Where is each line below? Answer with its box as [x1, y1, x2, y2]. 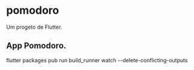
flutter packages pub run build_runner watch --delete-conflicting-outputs [6, 56, 188, 63]
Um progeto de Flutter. [6, 23, 62, 31]
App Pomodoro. [6, 41, 67, 51]
